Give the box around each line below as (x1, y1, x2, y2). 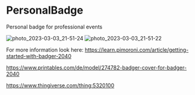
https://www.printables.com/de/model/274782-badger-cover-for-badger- (6, 64, 187, 71)
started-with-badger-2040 (6, 52, 71, 59)
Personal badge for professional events (6, 23, 103, 30)
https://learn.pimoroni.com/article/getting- (84, 46, 189, 53)
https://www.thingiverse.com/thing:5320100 (6, 81, 115, 89)
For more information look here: (6, 46, 84, 53)
